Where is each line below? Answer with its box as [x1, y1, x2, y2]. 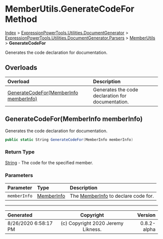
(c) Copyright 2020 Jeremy [60, 220, 124, 227]
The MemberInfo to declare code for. [69, 193, 154, 200]
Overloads [5, 64, 37, 72]
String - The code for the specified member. [5, 159, 93, 166]
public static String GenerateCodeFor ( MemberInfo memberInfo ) [5, 137, 133, 142]
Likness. [82, 226, 102, 233]
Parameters [5, 171, 33, 178]
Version [137, 212, 156, 219]
